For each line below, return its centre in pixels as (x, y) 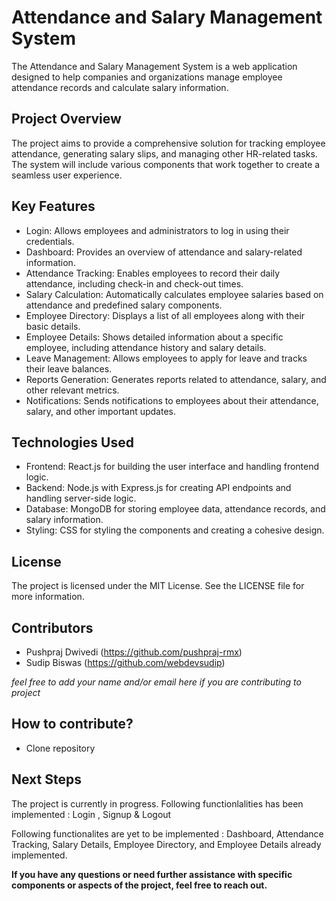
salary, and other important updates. (100, 411)
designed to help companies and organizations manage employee (147, 77)
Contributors (52, 627)
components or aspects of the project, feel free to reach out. (139, 885)
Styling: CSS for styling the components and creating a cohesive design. (175, 530)
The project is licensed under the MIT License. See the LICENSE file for (158, 586)
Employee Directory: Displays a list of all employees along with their (165, 315)
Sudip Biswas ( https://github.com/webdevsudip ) (125, 662)
